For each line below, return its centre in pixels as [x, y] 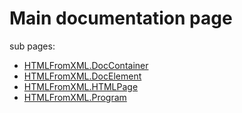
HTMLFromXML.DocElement [82, 76]
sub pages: [32, 46]
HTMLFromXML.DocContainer [86, 65]
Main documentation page [121, 18]
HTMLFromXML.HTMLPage [81, 86]
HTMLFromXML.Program [75, 97]
